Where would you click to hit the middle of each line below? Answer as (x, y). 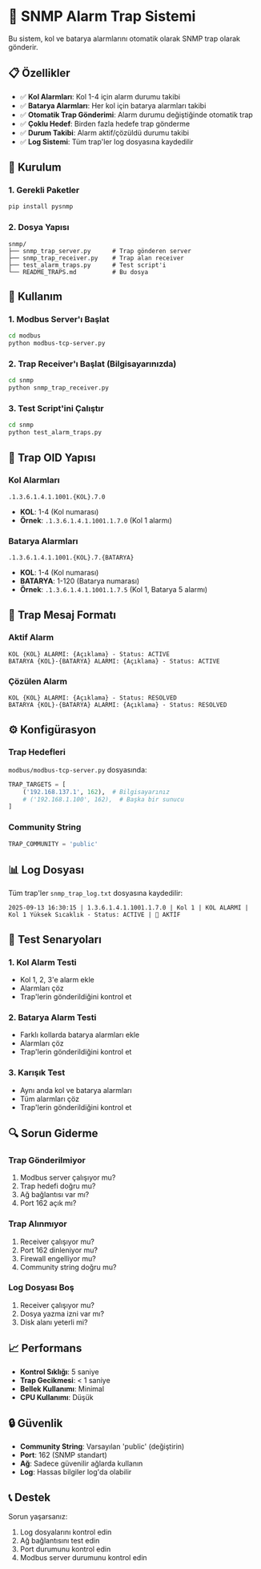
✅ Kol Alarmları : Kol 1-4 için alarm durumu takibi (100, 96)
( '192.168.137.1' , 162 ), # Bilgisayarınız (96, 792)
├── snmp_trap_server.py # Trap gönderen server (100, 251)
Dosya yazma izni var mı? (62, 1313)
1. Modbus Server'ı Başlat (59, 319)
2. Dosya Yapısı (39, 228)
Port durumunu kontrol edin (65, 1549)
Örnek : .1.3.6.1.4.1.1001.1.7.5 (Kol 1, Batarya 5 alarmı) (114, 590)
